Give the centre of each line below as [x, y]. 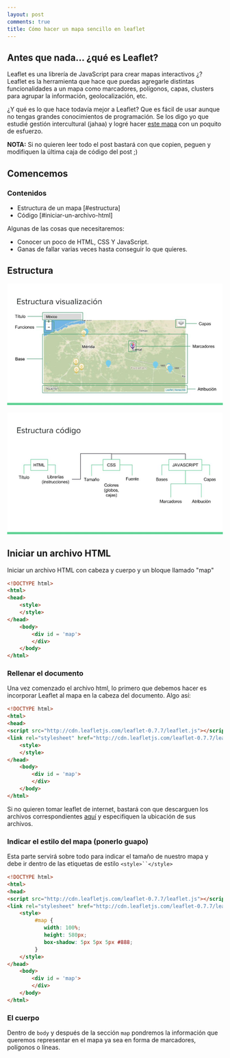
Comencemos [38, 173]
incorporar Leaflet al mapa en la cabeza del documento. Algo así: [99, 695]
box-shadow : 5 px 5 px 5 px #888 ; [88, 942]
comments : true [29, 22]
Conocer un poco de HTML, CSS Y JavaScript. [83, 242]
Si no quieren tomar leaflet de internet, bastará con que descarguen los [108, 809]
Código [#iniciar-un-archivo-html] [65, 215]
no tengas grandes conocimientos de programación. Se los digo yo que [108, 117]
